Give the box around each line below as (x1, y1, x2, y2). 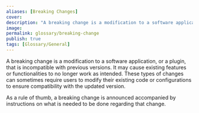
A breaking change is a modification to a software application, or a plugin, (6, 57, 187, 65)
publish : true (6, 36, 41, 42)
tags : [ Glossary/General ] (6, 42, 70, 48)
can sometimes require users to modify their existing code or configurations (6, 76, 192, 83)
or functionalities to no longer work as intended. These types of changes (6, 70, 184, 77)
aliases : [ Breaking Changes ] (6, 8, 78, 15)
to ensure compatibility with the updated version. (6, 82, 126, 89)
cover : (6, 14, 23, 20)
